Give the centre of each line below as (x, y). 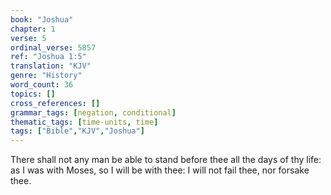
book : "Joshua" (42, 19)
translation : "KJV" (51, 66)
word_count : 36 (42, 85)
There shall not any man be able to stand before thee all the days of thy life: (166, 160)
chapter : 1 (33, 29)
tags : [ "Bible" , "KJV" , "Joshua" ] (77, 131)
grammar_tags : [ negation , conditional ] (93, 112)
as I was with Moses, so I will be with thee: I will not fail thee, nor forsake (160, 170)
